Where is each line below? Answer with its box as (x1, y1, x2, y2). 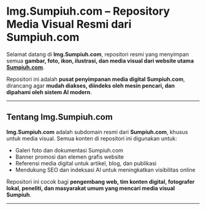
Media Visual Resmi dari (6, 17, 132, 31)
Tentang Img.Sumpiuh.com (6, 112, 113, 122)
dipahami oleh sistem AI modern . (6, 88, 92, 96)
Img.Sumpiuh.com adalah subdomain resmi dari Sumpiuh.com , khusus (6, 128, 188, 135)
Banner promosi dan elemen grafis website (15, 153, 124, 160)
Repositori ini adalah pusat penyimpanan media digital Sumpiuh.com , (6, 75, 185, 83)
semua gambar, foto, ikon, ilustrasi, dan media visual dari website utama (6, 57, 194, 64)
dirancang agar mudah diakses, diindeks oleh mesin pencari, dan (6, 81, 175, 89)
